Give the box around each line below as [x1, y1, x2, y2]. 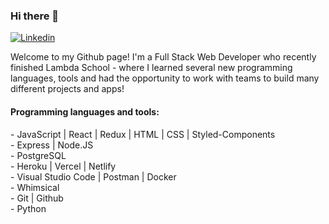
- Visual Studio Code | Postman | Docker [10, 170, 177, 183]
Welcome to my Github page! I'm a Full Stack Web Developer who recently [10, 51, 317, 63]
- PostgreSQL [10, 149, 67, 161]
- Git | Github [10, 192, 64, 204]
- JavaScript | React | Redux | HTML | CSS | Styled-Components [10, 128, 276, 140]
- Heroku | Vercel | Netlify [10, 160, 117, 172]
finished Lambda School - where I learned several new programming [10, 62, 293, 74]
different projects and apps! [10, 83, 125, 95]
